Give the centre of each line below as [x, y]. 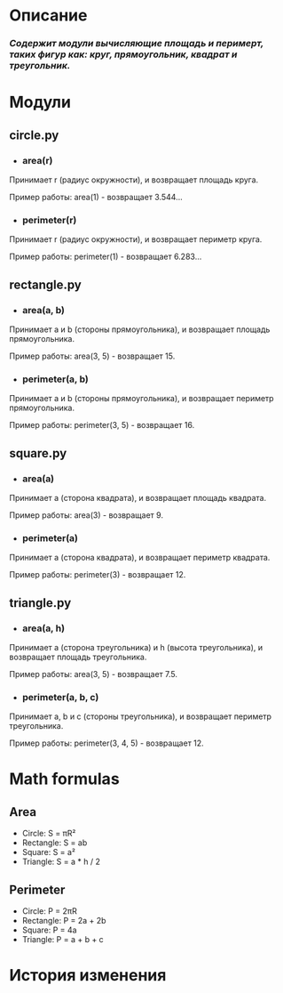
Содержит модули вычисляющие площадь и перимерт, [137, 44]
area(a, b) [43, 310]
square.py [38, 453]
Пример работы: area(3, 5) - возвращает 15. [92, 356]
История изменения [88, 976]
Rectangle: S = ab [55, 843]
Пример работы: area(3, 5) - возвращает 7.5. [93, 674]
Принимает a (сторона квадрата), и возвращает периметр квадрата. [140, 558]
